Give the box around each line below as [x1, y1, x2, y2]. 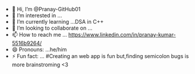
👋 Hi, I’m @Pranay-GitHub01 [11, 6, 81, 12]
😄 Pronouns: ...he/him [11, 46, 67, 53]
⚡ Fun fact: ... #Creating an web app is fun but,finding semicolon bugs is [11, 53, 189, 59]
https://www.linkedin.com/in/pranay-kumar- [68, 31, 177, 38]
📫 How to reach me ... [11, 31, 67, 38]
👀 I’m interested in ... [11, 12, 62, 19]
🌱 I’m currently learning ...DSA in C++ [11, 18, 104, 25]
